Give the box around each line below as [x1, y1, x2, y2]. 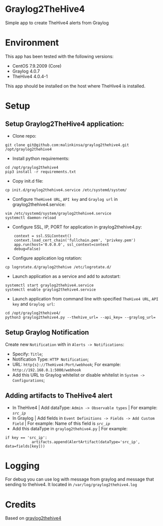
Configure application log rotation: [12, 255, 82, 261]
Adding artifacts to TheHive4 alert [5, 391, 113, 400]
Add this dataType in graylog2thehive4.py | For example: [12, 425, 128, 431]
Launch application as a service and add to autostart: [12, 273, 121, 279]
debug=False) [14, 246, 41, 251]
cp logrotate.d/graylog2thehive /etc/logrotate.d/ [5, 264, 112, 269]
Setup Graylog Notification [5, 328, 89, 337]
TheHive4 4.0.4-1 [12, 73, 48, 79]
